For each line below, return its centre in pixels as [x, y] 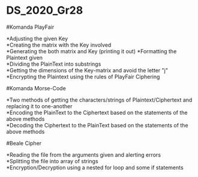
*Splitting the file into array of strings [52, 161]
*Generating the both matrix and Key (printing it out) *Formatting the [91, 51]
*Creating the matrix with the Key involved [59, 45]
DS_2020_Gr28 [45, 10]
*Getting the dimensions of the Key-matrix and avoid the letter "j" [87, 70]
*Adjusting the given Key [37, 38]
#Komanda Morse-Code [36, 88]
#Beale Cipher [24, 143]
